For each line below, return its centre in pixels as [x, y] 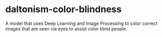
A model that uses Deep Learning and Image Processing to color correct [81, 23]
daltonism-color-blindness [63, 9]
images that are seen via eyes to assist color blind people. [66, 28]
